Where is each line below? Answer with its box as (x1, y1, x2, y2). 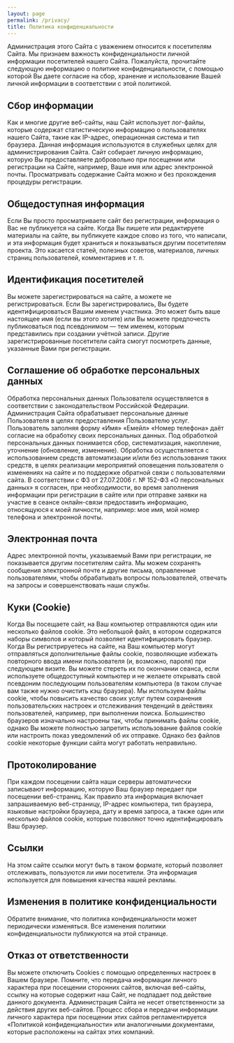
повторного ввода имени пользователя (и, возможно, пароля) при (7, 657, 207, 666)
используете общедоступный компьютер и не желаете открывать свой (7, 672, 221, 680)
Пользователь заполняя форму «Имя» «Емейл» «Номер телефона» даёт (7, 423, 224, 432)
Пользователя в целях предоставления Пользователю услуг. (7, 416, 190, 425)
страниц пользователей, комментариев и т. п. (7, 254, 145, 262)
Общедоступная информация (7, 198, 145, 210)
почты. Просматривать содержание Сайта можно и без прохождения (7, 170, 217, 179)
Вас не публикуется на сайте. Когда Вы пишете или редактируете (7, 224, 205, 232)
